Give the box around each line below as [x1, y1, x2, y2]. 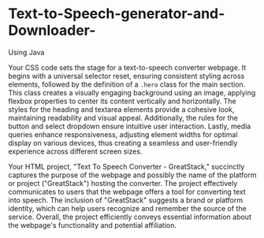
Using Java [8, 47, 45, 57]
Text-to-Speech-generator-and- [8, 5, 225, 23]
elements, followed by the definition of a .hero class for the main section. [8, 80, 246, 89]
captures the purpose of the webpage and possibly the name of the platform [8, 170, 257, 180]
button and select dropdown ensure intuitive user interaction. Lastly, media [8, 121, 251, 131]
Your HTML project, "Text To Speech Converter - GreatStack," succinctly [8, 162, 245, 171]
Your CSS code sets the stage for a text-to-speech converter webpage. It [8, 62, 247, 72]
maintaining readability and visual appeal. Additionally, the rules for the [8, 113, 239, 122]
